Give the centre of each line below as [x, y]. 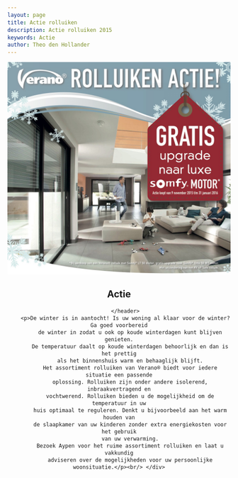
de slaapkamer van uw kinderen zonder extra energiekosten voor [130, 425]
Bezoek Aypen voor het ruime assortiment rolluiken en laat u [130, 446]
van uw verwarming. [130, 439]
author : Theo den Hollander [49, 45]
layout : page [27, 15]
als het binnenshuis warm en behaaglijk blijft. [130, 361]
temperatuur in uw [119, 404]
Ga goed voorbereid [119, 326]
